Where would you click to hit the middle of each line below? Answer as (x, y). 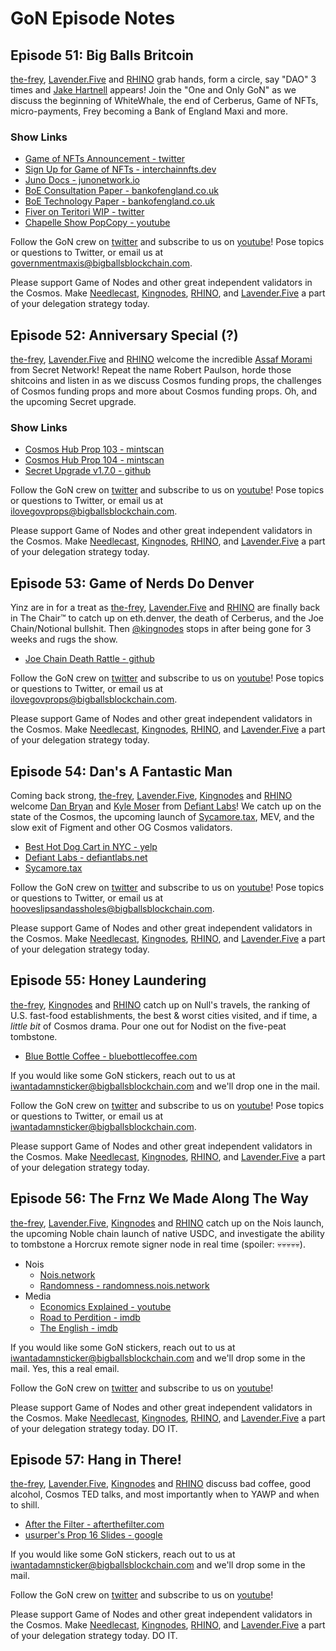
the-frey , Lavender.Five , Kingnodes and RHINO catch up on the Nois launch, (167, 1223)
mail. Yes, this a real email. (65, 1368)
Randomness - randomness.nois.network (124, 1285)
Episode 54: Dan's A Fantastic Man (121, 771)
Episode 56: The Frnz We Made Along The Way (159, 1198)
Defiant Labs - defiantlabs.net (86, 858)
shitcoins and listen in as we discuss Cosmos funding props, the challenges (166, 381)
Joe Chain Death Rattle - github (89, 659)
